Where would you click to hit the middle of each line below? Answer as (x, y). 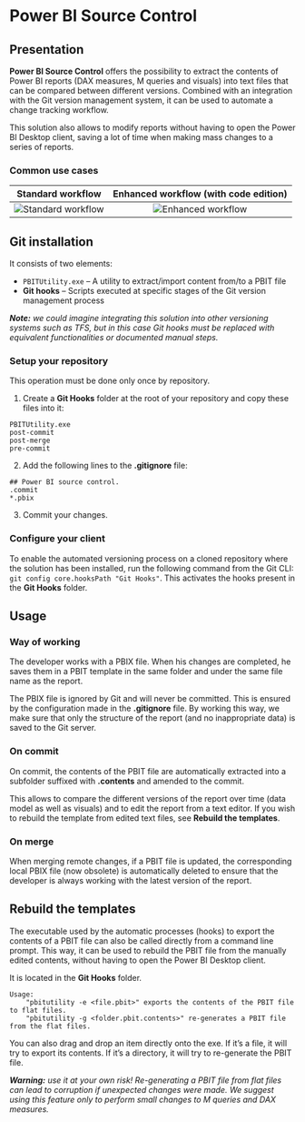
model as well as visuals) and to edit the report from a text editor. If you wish (152, 808)
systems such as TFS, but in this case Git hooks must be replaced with (142, 328)
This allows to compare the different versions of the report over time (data (148, 798)
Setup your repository (59, 361)
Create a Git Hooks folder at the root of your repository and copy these (155, 399)
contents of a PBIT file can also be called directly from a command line (142, 940)
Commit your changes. (65, 515)
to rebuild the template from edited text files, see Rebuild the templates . (145, 818)
